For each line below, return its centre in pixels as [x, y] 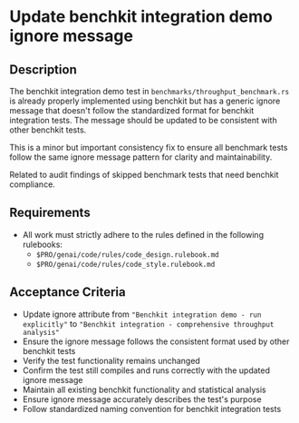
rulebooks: [43, 244]
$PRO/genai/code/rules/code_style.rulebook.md [125, 264]
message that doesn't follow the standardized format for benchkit [132, 110]
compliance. [33, 184]
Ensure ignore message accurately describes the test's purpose [142, 399]
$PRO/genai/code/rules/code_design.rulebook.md [127, 255]
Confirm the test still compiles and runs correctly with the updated [146, 370]
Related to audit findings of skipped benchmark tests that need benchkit [144, 175]
